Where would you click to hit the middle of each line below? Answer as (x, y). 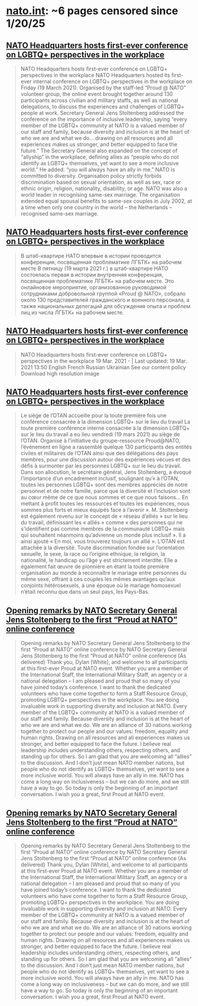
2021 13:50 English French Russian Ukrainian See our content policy (103, 367)
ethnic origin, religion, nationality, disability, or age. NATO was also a (104, 188)
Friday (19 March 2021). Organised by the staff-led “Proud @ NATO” (103, 88)
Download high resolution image (60, 373)
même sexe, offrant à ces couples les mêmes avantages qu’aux (98, 579)
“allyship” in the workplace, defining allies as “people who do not (100, 157)
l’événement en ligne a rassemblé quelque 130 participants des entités (106, 447)
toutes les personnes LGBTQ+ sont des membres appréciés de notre (104, 485)
